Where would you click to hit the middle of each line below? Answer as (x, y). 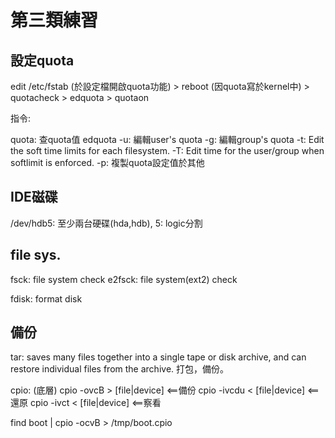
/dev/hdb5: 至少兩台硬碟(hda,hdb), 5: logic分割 (106, 223)
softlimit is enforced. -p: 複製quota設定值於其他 (107, 162)
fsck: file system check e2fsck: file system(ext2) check (124, 279)
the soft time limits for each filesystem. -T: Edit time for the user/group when (167, 150)
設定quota (42, 60)
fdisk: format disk (46, 298)
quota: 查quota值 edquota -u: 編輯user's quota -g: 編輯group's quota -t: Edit (167, 139)
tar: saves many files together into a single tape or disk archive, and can (158, 357)
